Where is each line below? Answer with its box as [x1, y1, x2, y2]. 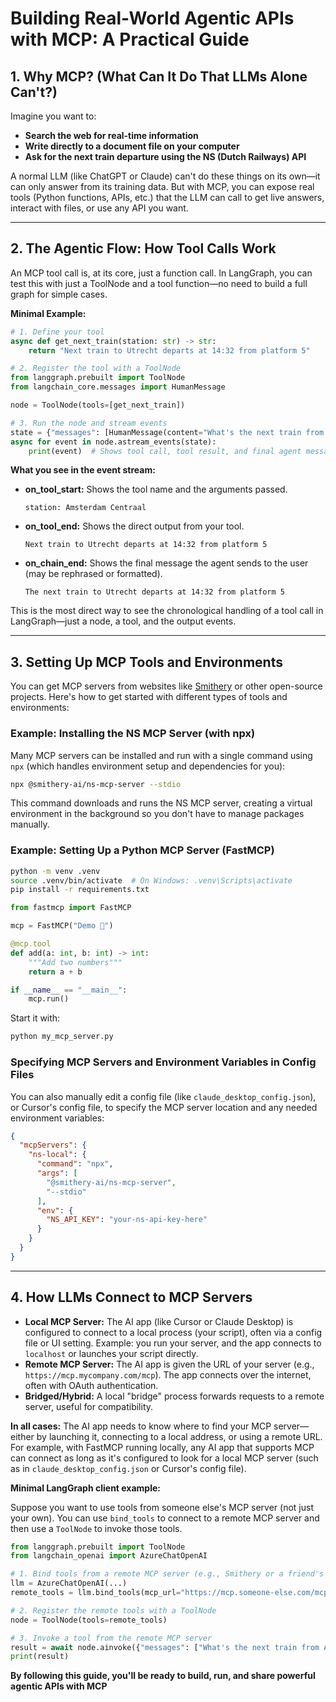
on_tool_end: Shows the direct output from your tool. [24, 520, 245, 532]
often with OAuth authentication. [24, 1379, 159, 1391]
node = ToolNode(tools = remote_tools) [10, 1615, 168, 1625]
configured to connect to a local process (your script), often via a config [24, 1326, 323, 1338]
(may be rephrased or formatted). [24, 568, 163, 580]
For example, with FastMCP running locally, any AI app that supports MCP [10, 1441, 315, 1453]
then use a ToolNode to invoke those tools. [10, 1522, 183, 1534]
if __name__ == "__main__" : [10, 985, 128, 995]
